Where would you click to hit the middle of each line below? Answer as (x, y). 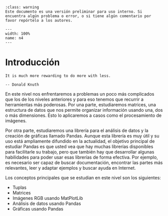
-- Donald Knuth (22, 85)
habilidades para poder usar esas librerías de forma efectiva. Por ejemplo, (81, 157)
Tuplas (19, 187)
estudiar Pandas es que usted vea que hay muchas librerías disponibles (79, 147)
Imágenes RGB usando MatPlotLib (48, 198)
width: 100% (18, 34)
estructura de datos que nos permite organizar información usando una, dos (84, 110)
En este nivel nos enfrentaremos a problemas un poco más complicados (80, 94)
